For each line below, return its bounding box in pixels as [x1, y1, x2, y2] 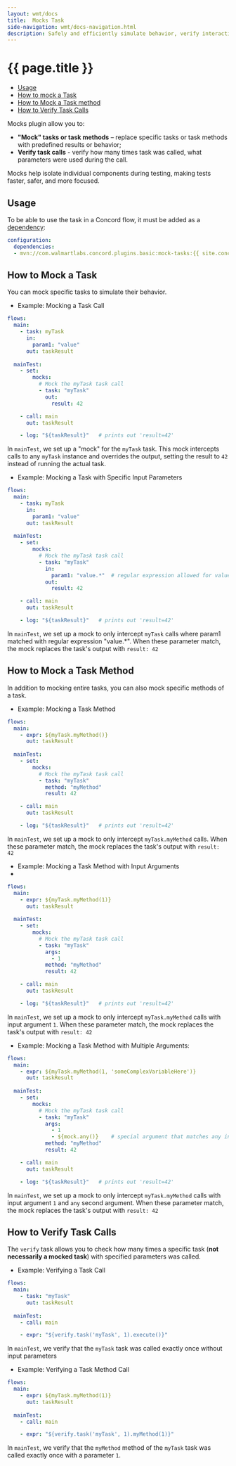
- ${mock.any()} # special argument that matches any [51, 1133, 221, 1140]
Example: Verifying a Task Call [17, 1266, 105, 1275]
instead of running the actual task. [7, 460, 107, 468]
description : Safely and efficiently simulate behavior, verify [7, 30, 199, 37]
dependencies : [13, 243, 55, 250]
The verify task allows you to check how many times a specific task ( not [7, 1245, 219, 1254]
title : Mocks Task [7, 17, 65, 24]
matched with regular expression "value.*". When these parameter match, [7, 637, 221, 645]
